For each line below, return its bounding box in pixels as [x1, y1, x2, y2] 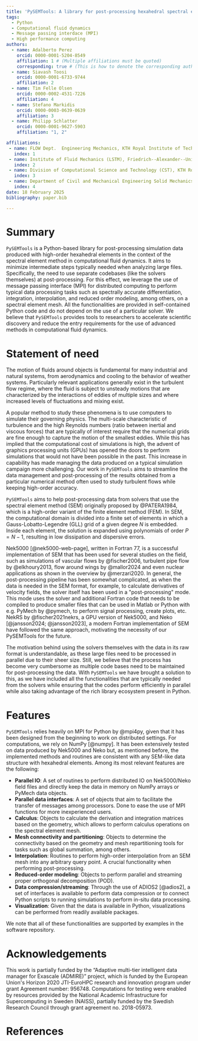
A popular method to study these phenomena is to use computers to [6, 409, 172, 416]
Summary [6, 225, 55, 239]
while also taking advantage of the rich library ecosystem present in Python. [6, 688, 192, 695]
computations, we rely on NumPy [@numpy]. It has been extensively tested [6, 741, 189, 748]
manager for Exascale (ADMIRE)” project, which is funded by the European [6, 973, 188, 980]
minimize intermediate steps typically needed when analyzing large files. [6, 264, 183, 271]
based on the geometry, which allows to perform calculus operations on [14, 821, 190, 828]
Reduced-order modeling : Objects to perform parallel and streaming [14, 871, 183, 878]
